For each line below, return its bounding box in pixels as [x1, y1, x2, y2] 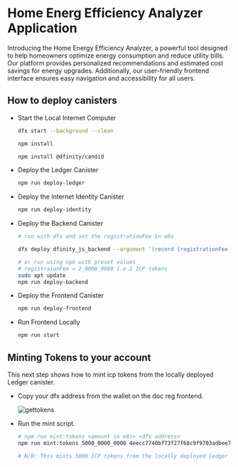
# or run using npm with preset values [17, 258, 136, 266]
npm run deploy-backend [17, 278, 89, 285]
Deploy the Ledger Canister [17, 166, 99, 174]
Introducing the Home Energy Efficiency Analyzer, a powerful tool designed [7, 43, 228, 52]
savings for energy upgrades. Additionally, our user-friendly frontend [7, 66, 210, 75]
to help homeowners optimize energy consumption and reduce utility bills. [7, 51, 225, 60]
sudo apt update [17, 272, 66, 279]
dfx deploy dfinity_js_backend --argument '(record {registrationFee [17, 246, 229, 253]
